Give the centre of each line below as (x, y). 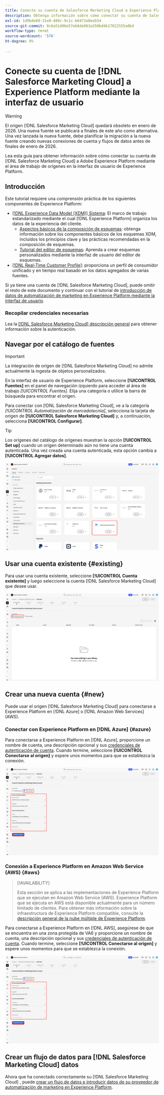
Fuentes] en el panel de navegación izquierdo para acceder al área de (76, 385)
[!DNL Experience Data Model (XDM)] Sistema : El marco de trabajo (79, 213)
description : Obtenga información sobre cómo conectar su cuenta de (76, 15)
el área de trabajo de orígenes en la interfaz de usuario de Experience (75, 166)
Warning (13, 116)
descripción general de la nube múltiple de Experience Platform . (82, 918)
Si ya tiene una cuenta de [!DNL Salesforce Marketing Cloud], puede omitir (80, 285)
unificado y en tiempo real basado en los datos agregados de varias (80, 270)
